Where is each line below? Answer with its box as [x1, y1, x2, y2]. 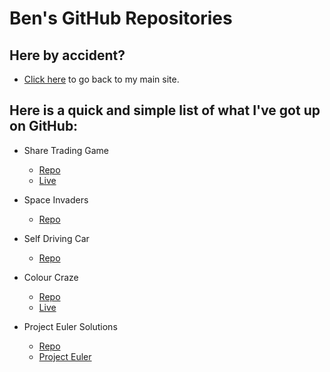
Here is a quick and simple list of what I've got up [9, 102, 321, 119]
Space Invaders [23, 193, 89, 206]
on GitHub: [9, 118, 79, 135]
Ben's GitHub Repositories [9, 7, 233, 30]
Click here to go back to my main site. [23, 73, 180, 85]
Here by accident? [9, 47, 126, 64]
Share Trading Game [23, 144, 109, 156]
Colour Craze [23, 271, 79, 283]
